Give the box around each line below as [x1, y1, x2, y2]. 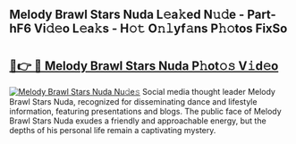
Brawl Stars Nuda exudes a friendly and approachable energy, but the [9, 115, 266, 126]
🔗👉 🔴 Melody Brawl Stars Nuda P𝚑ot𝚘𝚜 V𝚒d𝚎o [9, 58, 279, 73]
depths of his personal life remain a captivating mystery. [9, 125, 216, 135]
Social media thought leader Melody [142, 87, 275, 97]
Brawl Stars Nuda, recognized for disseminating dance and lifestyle [9, 97, 258, 106]
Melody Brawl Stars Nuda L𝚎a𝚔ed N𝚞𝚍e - [9, 7, 245, 22]
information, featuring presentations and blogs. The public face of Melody [9, 106, 282, 116]
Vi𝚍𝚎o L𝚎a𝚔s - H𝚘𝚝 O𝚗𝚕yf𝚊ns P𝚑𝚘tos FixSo [34, 21, 288, 37]
